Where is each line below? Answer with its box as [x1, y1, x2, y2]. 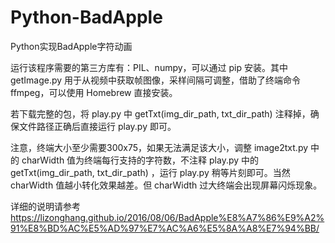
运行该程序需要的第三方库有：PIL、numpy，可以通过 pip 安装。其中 [10, 61, 289, 73]
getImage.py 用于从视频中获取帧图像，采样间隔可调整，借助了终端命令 [10, 74, 302, 86]
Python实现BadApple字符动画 [10, 40, 133, 52]
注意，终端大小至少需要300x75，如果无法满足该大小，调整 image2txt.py [10, 141, 309, 153]
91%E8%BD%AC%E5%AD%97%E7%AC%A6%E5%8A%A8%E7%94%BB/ [10, 222, 320, 234]
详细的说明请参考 [10, 200, 81, 212]
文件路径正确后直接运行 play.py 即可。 [18, 120, 177, 132]
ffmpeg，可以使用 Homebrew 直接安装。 [10, 86, 178, 98]
